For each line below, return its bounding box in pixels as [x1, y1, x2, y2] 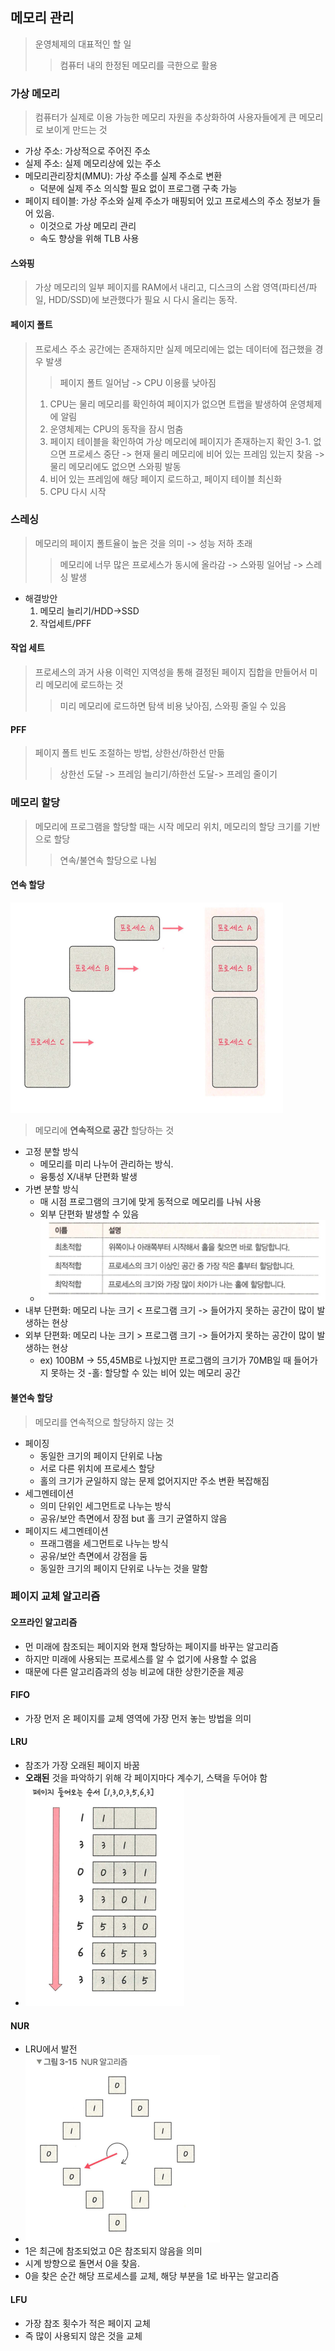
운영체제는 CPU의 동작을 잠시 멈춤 [49, 423, 184, 435]
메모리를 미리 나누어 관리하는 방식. [39, 1158, 174, 1170]
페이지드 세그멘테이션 [24, 1524, 109, 1537]
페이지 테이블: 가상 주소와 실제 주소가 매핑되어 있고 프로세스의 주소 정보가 [24, 195, 311, 207]
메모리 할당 [10, 796, 61, 810]
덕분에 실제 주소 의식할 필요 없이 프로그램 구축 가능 [39, 183, 238, 195]
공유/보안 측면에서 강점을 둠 [39, 1549, 148, 1562]
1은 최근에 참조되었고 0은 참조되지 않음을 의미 [24, 2245, 203, 2257]
